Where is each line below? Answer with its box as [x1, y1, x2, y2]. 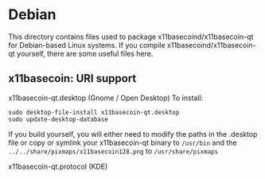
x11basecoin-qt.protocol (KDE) [8, 161, 108, 171]
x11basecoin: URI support [8, 72, 137, 85]
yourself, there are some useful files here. [17, 49, 154, 58]
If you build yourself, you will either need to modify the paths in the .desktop [8, 129, 258, 138]
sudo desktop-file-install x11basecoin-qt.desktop [8, 108, 180, 116]
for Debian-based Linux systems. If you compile [8, 40, 166, 49]
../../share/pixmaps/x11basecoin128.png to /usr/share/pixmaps [8, 146, 219, 156]
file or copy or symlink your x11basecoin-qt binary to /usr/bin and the [8, 138, 237, 147]
